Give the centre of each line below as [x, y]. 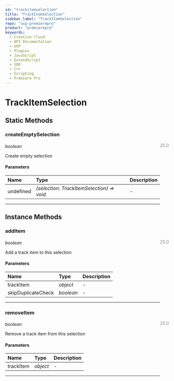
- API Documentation [30, 42]
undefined [19, 191]
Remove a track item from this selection [45, 334]
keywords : [15, 32]
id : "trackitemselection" [31, 10]
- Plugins [19, 51]
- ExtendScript [25, 60]
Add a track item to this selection [39, 252]
